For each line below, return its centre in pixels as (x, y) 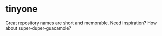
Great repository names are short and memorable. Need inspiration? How (81, 23)
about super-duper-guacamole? (38, 28)
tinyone (21, 9)
